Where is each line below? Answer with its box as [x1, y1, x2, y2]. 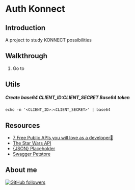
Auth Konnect [5, 3, 65, 15]
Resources [5, 121, 40, 130]
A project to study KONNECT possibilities [5, 37, 92, 43]
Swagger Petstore [12, 151, 51, 157]
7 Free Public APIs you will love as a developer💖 [12, 134, 114, 140]
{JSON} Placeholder [12, 145, 56, 151]
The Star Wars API [12, 140, 51, 146]
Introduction [5, 23, 46, 32]
